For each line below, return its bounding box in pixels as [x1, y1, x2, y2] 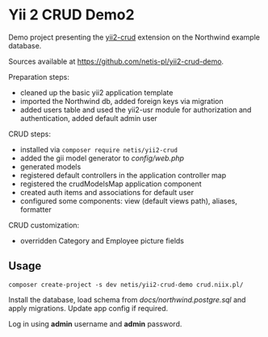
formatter [19, 204, 52, 214]
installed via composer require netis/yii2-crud [19, 144, 178, 154]
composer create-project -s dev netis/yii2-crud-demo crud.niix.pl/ [8, 281, 244, 289]
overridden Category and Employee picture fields [19, 235, 184, 245]
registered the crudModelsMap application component [19, 179, 202, 189]
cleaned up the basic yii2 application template [19, 87, 174, 98]
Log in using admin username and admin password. [8, 318, 182, 328]
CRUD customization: [8, 220, 80, 230]
